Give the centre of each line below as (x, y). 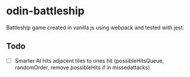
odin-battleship (46, 11)
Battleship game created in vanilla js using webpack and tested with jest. (95, 27)
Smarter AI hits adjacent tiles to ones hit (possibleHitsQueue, (89, 60)
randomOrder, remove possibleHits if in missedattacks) (82, 67)
